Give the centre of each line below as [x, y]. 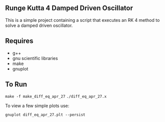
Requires [19, 41]
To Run [16, 85]
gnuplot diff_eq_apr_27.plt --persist [45, 115]
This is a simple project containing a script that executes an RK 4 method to [82, 20]
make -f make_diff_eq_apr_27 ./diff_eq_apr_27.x [56, 97]
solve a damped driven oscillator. [39, 25]
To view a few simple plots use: [37, 106]
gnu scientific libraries [35, 58]
